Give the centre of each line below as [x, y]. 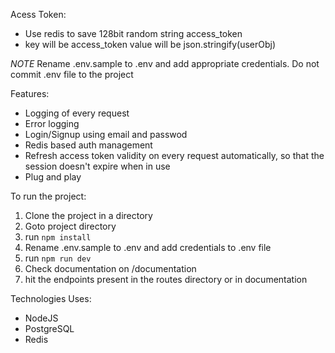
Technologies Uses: [51, 298]
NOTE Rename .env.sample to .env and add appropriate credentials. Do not [165, 63]
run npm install [58, 237]
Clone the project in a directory [88, 215]
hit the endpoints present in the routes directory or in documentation [166, 279]
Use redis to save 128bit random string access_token [133, 33]
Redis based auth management [88, 145]
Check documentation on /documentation [110, 268]
